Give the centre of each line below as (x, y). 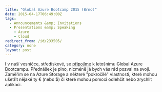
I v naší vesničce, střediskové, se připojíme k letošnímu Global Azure (74, 64)
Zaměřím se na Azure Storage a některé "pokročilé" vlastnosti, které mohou (81, 74)
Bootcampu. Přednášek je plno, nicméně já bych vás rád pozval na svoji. (78, 69)
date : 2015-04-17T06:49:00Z (34, 14)
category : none (20, 46)
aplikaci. (13, 84)
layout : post (18, 50)
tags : (10, 18)
